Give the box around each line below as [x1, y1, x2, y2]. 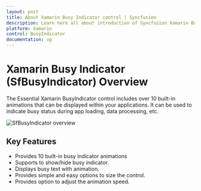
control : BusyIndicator [6, 31, 66, 37]
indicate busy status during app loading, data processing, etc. [6, 107, 159, 114]
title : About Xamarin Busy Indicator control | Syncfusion [6, 14, 157, 20]
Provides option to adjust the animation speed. [14, 178, 130, 185]
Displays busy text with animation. [14, 165, 100, 172]
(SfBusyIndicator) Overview [6, 75, 148, 89]
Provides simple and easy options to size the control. [14, 171, 145, 178]
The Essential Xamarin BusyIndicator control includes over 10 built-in [6, 95, 175, 102]
